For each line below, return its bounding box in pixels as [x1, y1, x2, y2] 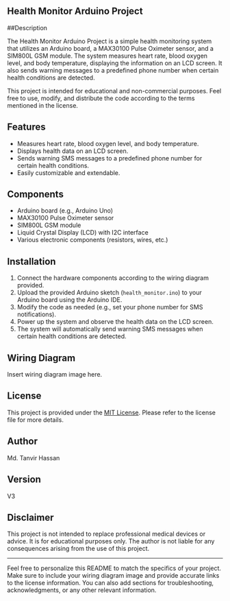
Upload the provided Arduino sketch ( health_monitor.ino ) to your [16, 288, 202, 297]
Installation [7, 255, 56, 267]
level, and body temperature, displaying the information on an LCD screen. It [7, 58, 222, 67]
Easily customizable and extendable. [16, 168, 120, 177]
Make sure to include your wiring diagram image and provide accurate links [7, 571, 220, 580]
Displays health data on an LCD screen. [16, 147, 129, 155]
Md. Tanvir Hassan [7, 453, 60, 462]
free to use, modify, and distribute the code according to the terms [7, 94, 195, 102]
